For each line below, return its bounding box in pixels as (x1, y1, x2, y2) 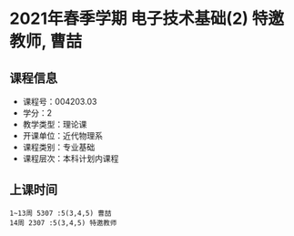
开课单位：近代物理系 (22, 130, 103, 141)
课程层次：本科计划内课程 (22, 153, 119, 164)
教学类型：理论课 (22, 119, 87, 129)
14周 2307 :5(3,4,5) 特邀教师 (9, 218, 117, 228)
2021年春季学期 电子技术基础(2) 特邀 (9, 8, 285, 29)
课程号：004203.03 (22, 97, 97, 107)
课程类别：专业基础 (22, 142, 96, 152)
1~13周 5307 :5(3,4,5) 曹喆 (9, 209, 112, 218)
